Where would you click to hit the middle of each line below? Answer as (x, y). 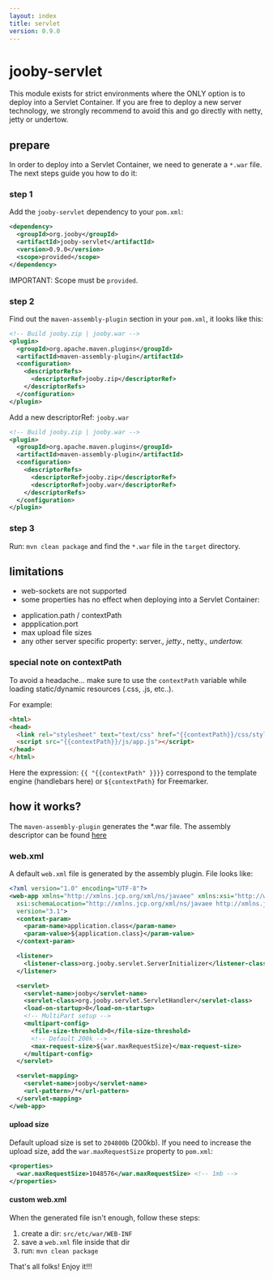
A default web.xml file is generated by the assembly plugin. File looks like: (131, 874)
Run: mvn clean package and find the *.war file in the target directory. (125, 546)
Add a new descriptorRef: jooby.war (69, 417)
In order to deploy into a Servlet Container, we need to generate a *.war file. (136, 165)
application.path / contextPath (71, 616)
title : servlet (35, 24)
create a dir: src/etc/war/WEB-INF (77, 1233)
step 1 (21, 194)
